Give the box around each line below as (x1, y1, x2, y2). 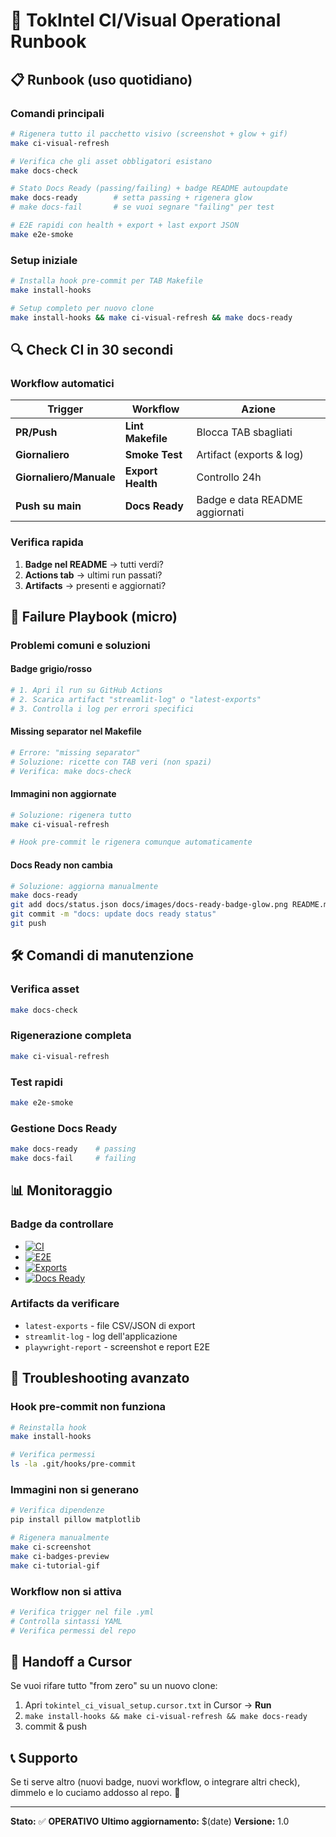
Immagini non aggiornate (10, 788, 117, 800)
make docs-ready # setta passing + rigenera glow (10, 193, 253, 203)
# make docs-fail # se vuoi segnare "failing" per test (10, 202, 275, 213)
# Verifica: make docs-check (10, 766, 132, 776)
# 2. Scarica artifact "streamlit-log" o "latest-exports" (10, 694, 262, 704)
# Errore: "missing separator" (10, 747, 141, 758)
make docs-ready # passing (10, 1144, 137, 1154)
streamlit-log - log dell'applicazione (24, 1330, 178, 1342)
